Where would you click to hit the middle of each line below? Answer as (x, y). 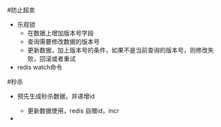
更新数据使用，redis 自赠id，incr (73, 111)
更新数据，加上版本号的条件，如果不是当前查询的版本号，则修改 (117, 50)
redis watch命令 (40, 67)
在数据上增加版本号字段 (60, 33)
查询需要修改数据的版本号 (63, 42)
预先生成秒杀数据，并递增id (56, 96)
